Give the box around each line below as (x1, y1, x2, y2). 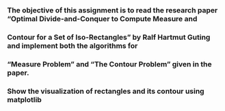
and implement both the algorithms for (7, 40, 138, 50)
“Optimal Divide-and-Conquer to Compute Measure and (7, 14, 198, 23)
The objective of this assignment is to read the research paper (7, 5, 218, 15)
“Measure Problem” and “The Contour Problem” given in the (7, 59, 212, 69)
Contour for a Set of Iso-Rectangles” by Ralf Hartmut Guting (7, 32, 211, 42)
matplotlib (7, 95, 42, 104)
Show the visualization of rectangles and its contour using (7, 86, 204, 96)
